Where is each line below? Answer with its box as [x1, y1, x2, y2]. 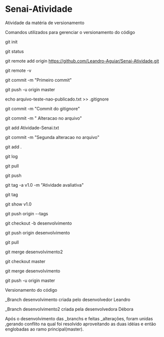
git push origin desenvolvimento [5, 230, 70, 236]
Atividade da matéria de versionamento [5, 20, 84, 26]
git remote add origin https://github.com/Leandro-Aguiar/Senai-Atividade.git [5, 58, 160, 64]
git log [5, 153, 18, 159]
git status [5, 48, 24, 54]
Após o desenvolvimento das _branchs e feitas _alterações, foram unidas [5, 315, 153, 321]
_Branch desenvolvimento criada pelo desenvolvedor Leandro [5, 297, 131, 303]
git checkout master [5, 258, 46, 264]
